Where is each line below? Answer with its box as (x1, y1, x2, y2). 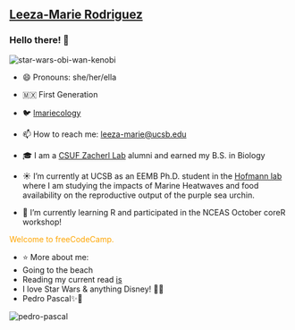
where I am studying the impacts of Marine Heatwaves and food (21, 180, 259, 190)
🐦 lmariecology (21, 107, 81, 118)
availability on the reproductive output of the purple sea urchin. (21, 190, 255, 200)
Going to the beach (21, 264, 94, 275)
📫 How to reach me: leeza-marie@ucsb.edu (21, 129, 187, 140)
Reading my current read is (21, 274, 122, 284)
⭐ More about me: (21, 251, 89, 262)
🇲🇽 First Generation (21, 89, 98, 99)
